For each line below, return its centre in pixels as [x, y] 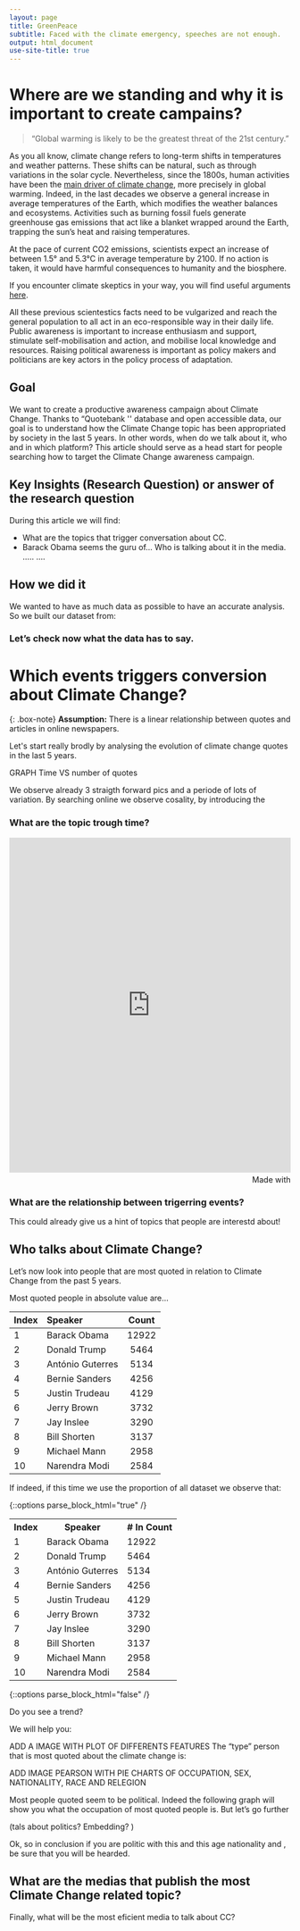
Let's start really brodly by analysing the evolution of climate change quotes [149, 746]
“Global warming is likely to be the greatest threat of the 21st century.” [160, 138]
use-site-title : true [50, 51]
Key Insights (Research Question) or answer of [142, 485]
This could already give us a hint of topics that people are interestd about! [145, 1221]
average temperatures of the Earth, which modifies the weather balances [144, 204]
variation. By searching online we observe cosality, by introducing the [137, 799]
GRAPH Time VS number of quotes [74, 773]
